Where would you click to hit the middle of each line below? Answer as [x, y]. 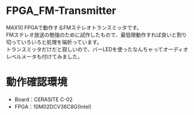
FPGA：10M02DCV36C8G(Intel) [53, 106]
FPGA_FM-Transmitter [61, 11]
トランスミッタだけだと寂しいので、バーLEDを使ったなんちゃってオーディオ [97, 49]
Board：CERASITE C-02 [43, 99]
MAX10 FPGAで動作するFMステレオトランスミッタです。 [74, 27]
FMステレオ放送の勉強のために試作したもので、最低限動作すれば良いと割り [97, 35]
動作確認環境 [37, 82]
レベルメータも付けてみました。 [44, 56]
